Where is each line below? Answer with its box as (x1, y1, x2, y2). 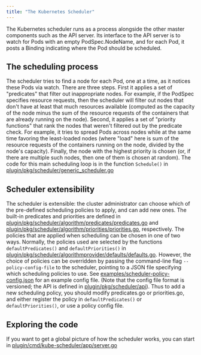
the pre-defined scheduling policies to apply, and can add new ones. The (6, 206, 187, 213)
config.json (6, 276, 34, 284)
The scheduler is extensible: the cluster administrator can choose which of (6, 200, 190, 207)
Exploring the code (6, 319, 78, 330)
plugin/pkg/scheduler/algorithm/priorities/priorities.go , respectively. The (6, 225, 184, 233)
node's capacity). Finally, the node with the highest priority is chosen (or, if (6, 148, 191, 155)
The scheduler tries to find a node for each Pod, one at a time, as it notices (6, 77, 191, 85)
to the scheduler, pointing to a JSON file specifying (56, 264, 182, 271)
